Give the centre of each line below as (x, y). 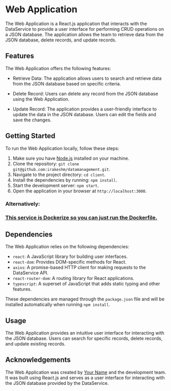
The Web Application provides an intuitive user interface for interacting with (85, 333)
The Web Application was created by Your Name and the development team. (86, 372)
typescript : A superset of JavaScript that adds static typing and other (86, 284)
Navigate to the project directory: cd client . (59, 175)
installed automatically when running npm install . (58, 305)
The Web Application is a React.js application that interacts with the (76, 24)
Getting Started (30, 136)
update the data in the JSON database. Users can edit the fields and (84, 114)
